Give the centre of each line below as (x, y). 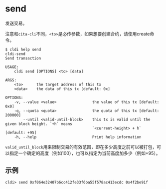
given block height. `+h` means (39, 124)
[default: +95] (21, 132)
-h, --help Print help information (78, 137)
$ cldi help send (23, 49)
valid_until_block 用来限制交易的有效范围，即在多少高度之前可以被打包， (81, 147)
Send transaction (23, 58)
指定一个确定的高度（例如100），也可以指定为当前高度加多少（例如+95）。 (85, 153)
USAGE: (12, 67)
